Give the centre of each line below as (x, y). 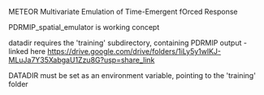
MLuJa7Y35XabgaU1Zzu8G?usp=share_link (82, 60)
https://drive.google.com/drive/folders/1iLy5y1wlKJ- (134, 51)
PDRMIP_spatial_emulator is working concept (84, 27)
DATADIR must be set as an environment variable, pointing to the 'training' (132, 75)
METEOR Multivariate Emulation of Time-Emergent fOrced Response (123, 12)
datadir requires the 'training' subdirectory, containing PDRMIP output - (128, 43)
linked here (27, 51)
